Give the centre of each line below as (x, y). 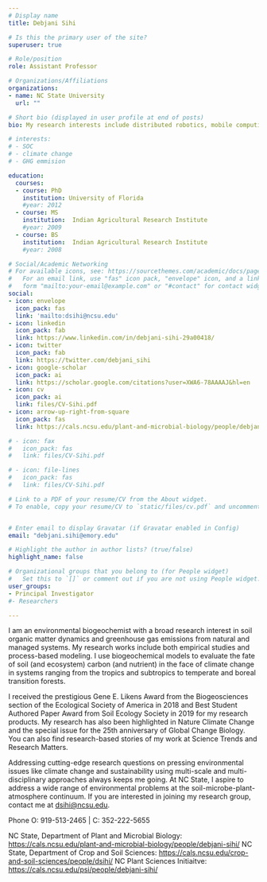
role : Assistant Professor (53, 67)
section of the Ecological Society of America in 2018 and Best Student (123, 705)
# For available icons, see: (56, 271)
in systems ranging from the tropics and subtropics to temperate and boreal (132, 673)
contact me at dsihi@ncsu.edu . (59, 805)
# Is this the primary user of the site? (78, 37)
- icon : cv (26, 390)
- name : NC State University (56, 95)
